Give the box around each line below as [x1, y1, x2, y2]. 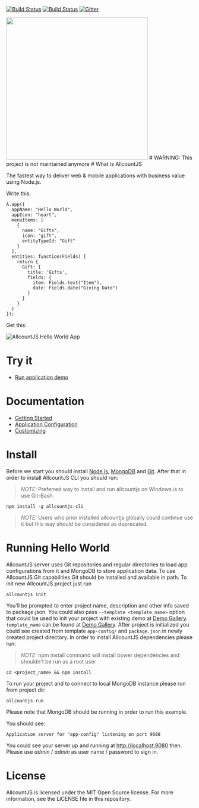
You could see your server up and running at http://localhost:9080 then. [6, 742, 182, 749]
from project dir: [6, 686, 46, 693]
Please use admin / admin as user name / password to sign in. [6, 748, 159, 755]
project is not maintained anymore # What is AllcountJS [6, 161, 143, 167]
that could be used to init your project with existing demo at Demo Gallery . [6, 615, 188, 622]
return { [17, 259, 39, 265]
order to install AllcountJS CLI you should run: [6, 474, 119, 481]
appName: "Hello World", [11, 206, 73, 212]
